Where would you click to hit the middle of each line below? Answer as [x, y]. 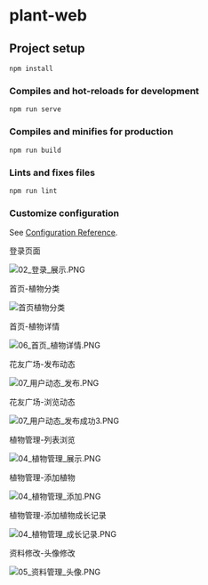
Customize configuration [64, 212]
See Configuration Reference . [64, 233]
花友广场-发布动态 [42, 365]
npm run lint [33, 191]
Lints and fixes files [52, 172]
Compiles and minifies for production [91, 132]
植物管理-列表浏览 [42, 440]
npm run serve [36, 109]
